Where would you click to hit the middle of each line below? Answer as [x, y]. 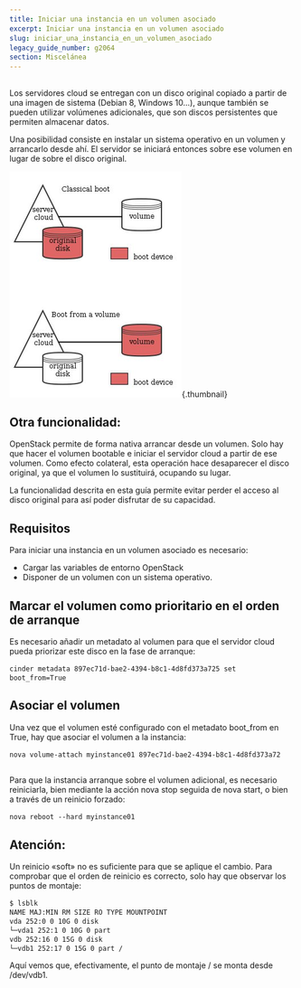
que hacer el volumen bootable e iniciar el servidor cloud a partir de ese [143, 454]
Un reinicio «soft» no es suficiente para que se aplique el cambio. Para [141, 866]
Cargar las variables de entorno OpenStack [103, 568]
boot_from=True [38, 678]
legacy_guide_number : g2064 [62, 48]
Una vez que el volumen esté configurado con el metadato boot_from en [144, 727]
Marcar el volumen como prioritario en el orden [145, 606]
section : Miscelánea [48, 57]
